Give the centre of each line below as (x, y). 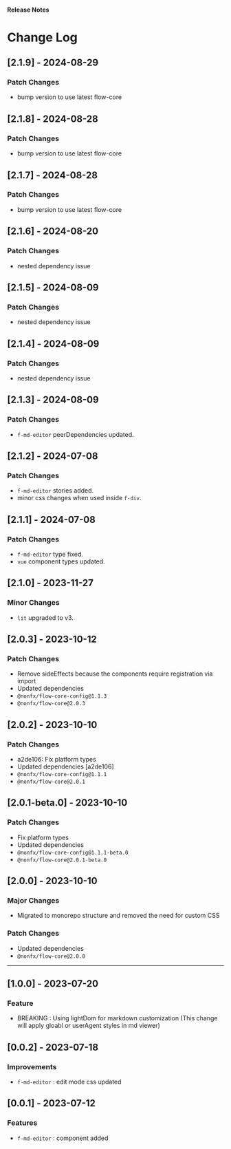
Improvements (32, 1066)
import (26, 681)
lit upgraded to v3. (45, 618)
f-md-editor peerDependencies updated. (75, 434)
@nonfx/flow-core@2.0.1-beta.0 (62, 860)
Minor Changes (33, 603)
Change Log (42, 37)
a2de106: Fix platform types (56, 760)
